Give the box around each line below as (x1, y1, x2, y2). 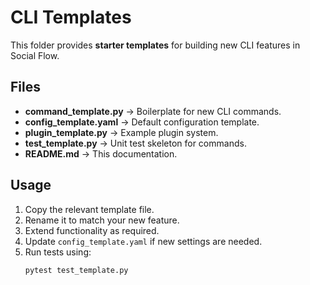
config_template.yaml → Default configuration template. (24, 116, 260, 128)
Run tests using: (24, 246, 92, 258)
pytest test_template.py (24, 265, 129, 275)
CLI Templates (10, 6, 132, 29)
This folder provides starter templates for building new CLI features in (10, 39, 301, 51)
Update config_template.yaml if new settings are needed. (24, 235, 263, 247)
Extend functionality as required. (24, 224, 160, 236)
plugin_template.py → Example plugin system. (24, 126, 219, 138)
